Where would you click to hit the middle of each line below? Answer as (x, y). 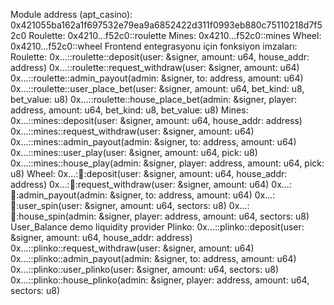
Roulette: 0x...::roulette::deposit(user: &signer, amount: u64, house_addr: (160, 57)
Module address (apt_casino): (71, 14)
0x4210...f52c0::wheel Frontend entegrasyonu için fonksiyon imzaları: (154, 46)
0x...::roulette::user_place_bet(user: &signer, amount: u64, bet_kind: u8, (157, 88)
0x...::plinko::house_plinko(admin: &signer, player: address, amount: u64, (160, 280)
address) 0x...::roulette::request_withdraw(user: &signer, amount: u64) (155, 67)
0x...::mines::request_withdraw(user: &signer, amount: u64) (132, 131)
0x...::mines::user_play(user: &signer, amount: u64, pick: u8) (134, 152)
